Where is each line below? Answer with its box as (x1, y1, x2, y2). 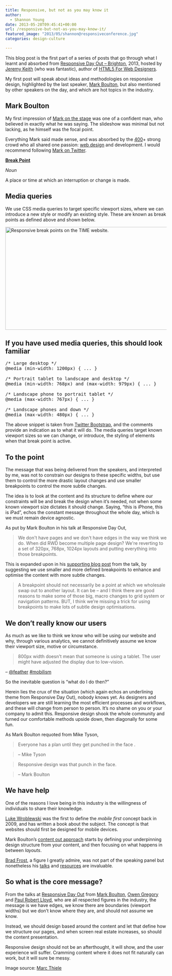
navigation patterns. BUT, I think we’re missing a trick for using (17, 598, 150, 605)
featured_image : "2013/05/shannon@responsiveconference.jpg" (5, 31, 139, 37)
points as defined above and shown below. (5, 217, 96, 223)
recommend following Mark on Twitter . (5, 147, 87, 153)
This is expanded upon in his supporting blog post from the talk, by (5, 561, 147, 567)
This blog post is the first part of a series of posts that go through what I (5, 55, 157, 61)
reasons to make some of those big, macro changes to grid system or (17, 593, 165, 599)
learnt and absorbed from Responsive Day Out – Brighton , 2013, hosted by (5, 60, 162, 66)
